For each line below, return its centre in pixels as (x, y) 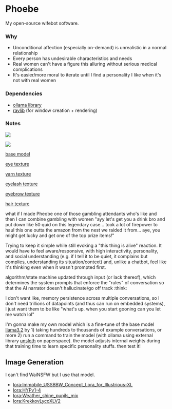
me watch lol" (20, 314)
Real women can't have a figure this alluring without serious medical (85, 64)
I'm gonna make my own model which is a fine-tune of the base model (80, 324)
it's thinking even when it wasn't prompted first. (56, 267)
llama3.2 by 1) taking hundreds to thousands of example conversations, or (83, 329)
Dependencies (24, 94)
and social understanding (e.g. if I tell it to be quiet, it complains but (77, 256)
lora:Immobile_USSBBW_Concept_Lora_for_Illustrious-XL (73, 384)
